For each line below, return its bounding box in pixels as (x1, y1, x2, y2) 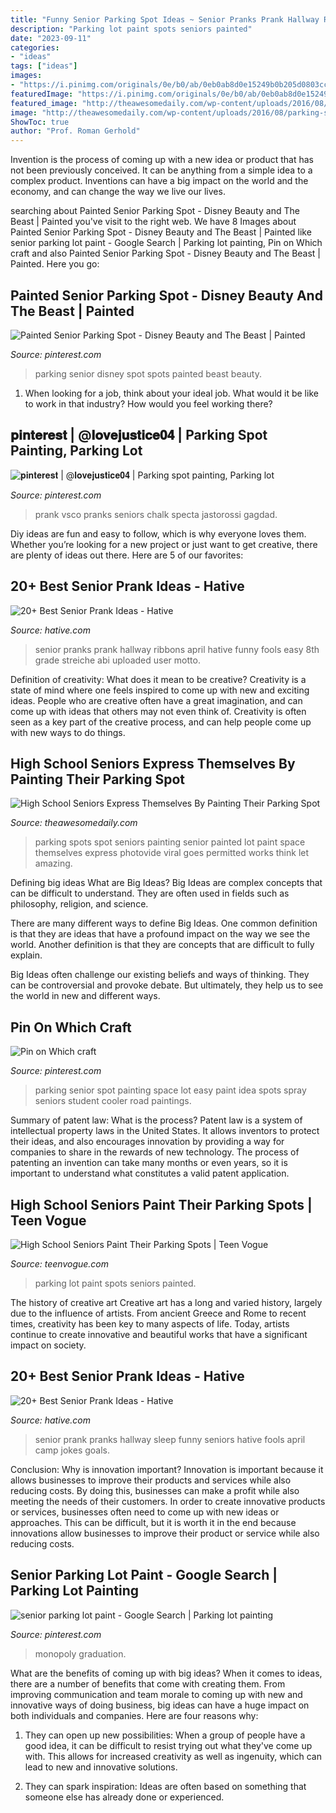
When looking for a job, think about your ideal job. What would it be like (24, 387, 319, 399)
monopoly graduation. (34, 1647, 127, 1660)
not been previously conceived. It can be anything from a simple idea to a (10, 164, 313, 176)
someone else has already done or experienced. (24, 1791, 225, 1803)
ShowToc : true (10, 117, 70, 127)
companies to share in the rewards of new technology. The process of (10, 1146, 300, 1158)
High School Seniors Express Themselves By (10, 755, 296, 772)
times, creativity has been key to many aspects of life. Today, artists (10, 1318, 290, 1330)
